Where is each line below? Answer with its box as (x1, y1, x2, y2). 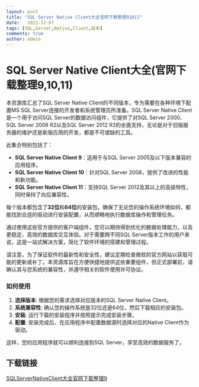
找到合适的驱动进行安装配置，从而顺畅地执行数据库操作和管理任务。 (11, 211, 178, 218)
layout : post (6, 8, 38, 15)
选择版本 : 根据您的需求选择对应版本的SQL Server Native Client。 (14, 297, 172, 304)
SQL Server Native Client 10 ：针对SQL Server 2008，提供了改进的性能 (14, 168, 189, 175)
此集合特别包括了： (6, 141, 53, 148)
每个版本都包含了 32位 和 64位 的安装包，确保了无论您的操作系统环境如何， (6, 203, 186, 210)
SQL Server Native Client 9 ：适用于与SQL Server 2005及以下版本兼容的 (14, 153, 191, 161)
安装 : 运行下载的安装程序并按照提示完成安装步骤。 (14, 312, 137, 319)
